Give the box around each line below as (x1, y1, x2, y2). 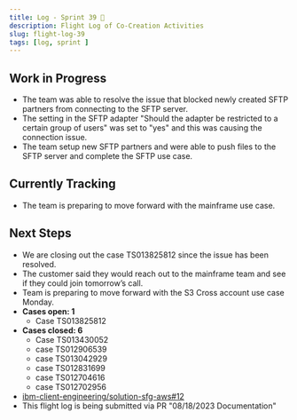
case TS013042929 (35, 353, 108, 364)
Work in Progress (9, 70, 107, 85)
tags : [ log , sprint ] (9, 37, 90, 47)
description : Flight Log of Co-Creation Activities (9, 21, 204, 30)
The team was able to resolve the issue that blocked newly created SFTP (21, 94, 289, 105)
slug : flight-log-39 (9, 29, 86, 38)
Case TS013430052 (35, 334, 109, 345)
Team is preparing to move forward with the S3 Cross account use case (21, 287, 285, 297)
